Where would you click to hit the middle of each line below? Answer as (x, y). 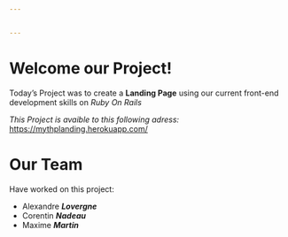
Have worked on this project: (62, 189)
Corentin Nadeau (54, 215)
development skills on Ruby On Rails (75, 102)
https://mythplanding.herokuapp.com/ (79, 128)
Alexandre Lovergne (59, 206)
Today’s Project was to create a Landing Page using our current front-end (144, 93)
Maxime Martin (51, 225)
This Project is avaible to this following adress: (94, 119)
